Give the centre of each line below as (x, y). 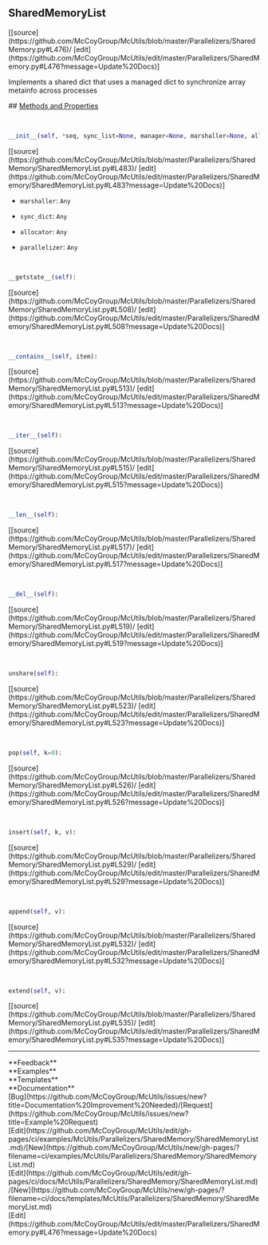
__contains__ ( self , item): (53, 356)
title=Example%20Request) (53, 1122)
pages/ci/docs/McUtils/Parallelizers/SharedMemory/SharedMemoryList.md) (133, 1182)
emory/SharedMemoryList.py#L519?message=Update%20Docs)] (116, 644)
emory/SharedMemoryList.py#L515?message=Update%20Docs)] (116, 485)
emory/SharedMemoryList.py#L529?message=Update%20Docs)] (116, 881)
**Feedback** (33, 1063)
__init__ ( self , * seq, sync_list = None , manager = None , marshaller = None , (128, 136)
